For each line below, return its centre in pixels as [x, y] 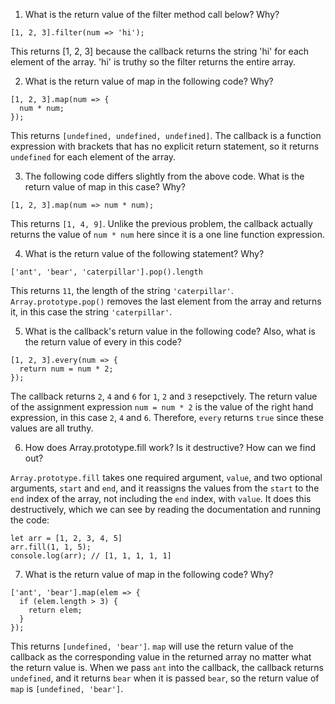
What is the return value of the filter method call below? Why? [152, 14]
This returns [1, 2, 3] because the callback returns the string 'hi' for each [160, 51]
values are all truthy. [52, 428]
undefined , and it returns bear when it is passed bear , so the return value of [165, 678]
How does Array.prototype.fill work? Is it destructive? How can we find [170, 447]
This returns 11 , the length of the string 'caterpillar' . [122, 290]
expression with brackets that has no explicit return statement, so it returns [165, 146]
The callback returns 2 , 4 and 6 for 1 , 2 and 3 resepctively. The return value [164, 396]
